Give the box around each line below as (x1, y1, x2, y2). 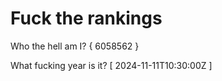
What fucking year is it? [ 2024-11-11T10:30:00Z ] (10, 59, 213, 71)
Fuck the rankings (10, 7, 163, 30)
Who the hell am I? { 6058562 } (10, 40, 140, 52)
